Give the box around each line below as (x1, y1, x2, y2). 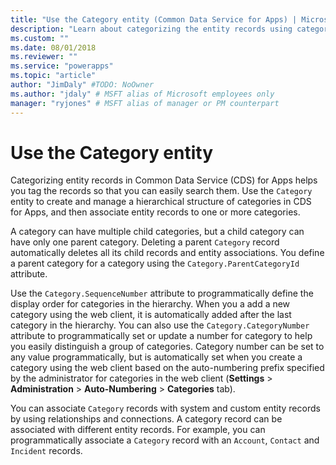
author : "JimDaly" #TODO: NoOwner (10, 80, 155, 90)
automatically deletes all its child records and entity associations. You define (10, 247, 325, 259)
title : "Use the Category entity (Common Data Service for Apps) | (10, 14, 298, 25)
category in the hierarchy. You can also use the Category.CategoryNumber (10, 319, 310, 331)
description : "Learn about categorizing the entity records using (10, 24, 293, 34)
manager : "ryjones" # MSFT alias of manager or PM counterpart (10, 98, 280, 108)
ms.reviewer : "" (10, 52, 78, 62)
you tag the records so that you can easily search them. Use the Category (10, 185, 313, 197)
